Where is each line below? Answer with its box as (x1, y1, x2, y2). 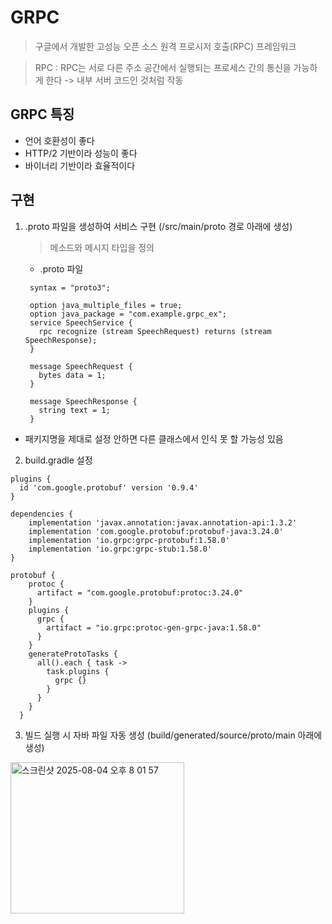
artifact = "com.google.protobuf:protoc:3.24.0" (36, 587, 244, 598)
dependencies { (10, 509, 74, 519)
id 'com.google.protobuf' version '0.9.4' (19, 482, 199, 493)
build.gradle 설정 (24, 454, 93, 466)
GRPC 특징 (10, 106, 75, 123)
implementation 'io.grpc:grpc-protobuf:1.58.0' (28, 535, 230, 545)
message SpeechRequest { (29, 361, 133, 371)
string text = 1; (38, 405, 111, 415)
